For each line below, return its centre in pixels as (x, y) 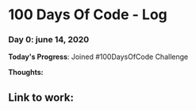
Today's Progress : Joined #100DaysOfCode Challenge (98, 57)
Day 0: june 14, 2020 (49, 40)
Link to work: (41, 97)
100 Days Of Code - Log (88, 15)
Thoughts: (26, 73)
